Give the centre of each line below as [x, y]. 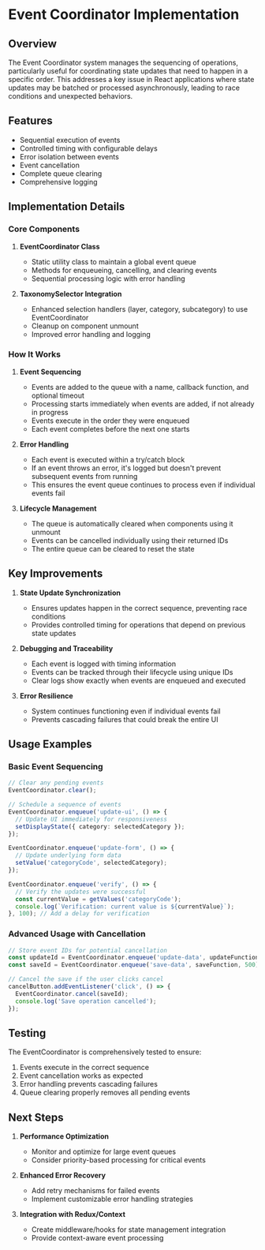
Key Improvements [56, 574]
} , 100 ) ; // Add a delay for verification [79, 914]
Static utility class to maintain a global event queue [114, 261]
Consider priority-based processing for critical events [119, 1160]
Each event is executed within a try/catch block [108, 459]
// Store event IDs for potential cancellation [88, 950]
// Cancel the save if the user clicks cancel [86, 979]
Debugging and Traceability [66, 648]
